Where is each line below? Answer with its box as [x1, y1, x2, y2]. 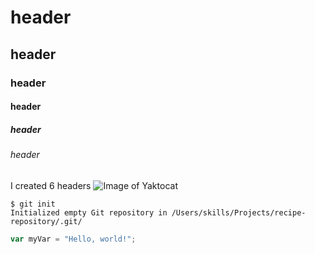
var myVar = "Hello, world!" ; [10, 234, 137, 244]
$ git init [10, 199, 56, 209]
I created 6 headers [10, 179, 92, 191]
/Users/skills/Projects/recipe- [171, 207, 307, 218]
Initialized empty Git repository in [10, 207, 168, 218]
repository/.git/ [10, 216, 83, 226]
